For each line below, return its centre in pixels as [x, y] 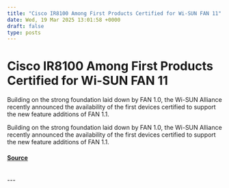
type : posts [24, 32]
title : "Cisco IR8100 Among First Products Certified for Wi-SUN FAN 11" [114, 13]
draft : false [26, 26]
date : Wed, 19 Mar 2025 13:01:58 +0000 [64, 20]
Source [18, 157]
